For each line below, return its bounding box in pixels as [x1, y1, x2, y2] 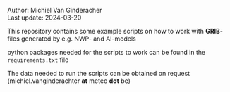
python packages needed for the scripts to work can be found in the [7, 48, 206, 56]
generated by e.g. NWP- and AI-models [20, 34, 136, 43]
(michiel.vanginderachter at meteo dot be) [7, 77, 131, 85]
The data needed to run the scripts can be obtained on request [7, 70, 190, 77]
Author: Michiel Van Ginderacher [7, 6, 102, 14]
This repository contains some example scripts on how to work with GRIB [7, 27, 221, 35]
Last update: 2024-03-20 [7, 13, 82, 22]
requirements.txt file [7, 55, 69, 64]
